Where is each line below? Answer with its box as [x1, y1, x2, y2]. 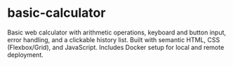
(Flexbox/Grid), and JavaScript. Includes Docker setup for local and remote [7, 43, 225, 51]
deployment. [7, 51, 44, 59]
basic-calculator [7, 5, 106, 21]
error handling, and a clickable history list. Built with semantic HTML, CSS [7, 35, 220, 44]
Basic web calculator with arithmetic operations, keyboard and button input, [7, 28, 227, 37]
